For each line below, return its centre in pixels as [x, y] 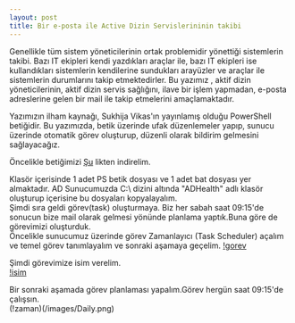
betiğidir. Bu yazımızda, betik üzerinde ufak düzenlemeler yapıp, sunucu [142, 125]
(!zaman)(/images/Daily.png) [62, 308]
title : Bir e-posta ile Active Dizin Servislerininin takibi [126, 26]
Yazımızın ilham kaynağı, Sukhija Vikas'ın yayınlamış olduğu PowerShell [140, 116]
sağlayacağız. [35, 145]
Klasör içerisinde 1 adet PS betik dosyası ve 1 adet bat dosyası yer [131, 178]
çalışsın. [25, 299]
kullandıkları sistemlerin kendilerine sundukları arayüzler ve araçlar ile [137, 70]
